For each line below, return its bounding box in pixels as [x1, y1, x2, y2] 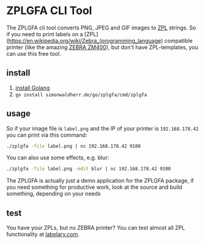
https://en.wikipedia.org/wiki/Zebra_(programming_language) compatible [8, 37, 193, 44]
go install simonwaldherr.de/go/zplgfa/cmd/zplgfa [15, 91, 147, 98]
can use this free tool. [6, 50, 61, 57]
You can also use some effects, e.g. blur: [6, 154, 109, 161]
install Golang [15, 84, 50, 91]
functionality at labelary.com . [6, 231, 80, 238]
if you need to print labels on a [6, 30, 83, 37]
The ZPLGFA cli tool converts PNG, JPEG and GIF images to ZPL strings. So [6, 24, 196, 31]
